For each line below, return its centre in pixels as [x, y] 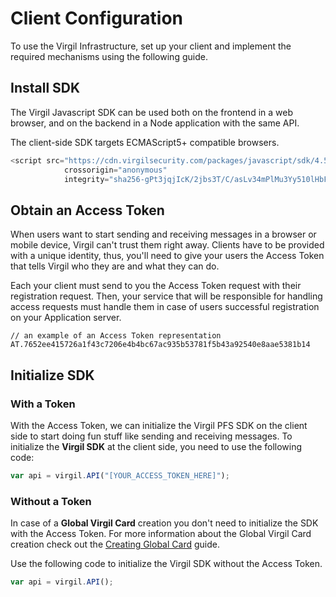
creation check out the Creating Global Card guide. [115, 544]
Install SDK [45, 88]
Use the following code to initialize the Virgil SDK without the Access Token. [166, 564]
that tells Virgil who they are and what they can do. [115, 266]
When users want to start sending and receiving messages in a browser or [163, 234]
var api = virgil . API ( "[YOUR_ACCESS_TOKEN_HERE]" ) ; [120, 475]
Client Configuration [97, 18]
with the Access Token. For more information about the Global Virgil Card [161, 534]
